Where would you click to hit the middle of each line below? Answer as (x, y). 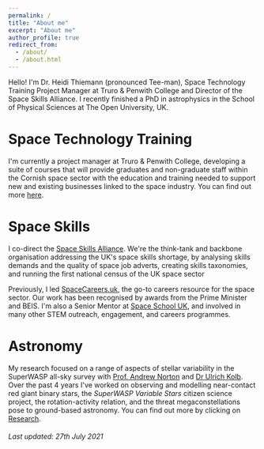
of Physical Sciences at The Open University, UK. (89, 107)
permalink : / (30, 15)
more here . (26, 194)
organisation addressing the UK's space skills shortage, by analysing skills (129, 257)
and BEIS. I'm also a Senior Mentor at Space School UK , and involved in (124, 306)
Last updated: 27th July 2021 (56, 436)
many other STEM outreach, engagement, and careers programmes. (119, 314)
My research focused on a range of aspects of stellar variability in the (121, 368)
